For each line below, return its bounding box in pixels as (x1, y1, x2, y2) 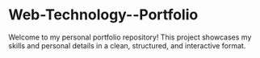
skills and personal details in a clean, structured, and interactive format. (8, 40, 246, 50)
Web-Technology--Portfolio (8, 6, 199, 24)
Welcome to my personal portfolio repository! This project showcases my (8, 32, 252, 42)
